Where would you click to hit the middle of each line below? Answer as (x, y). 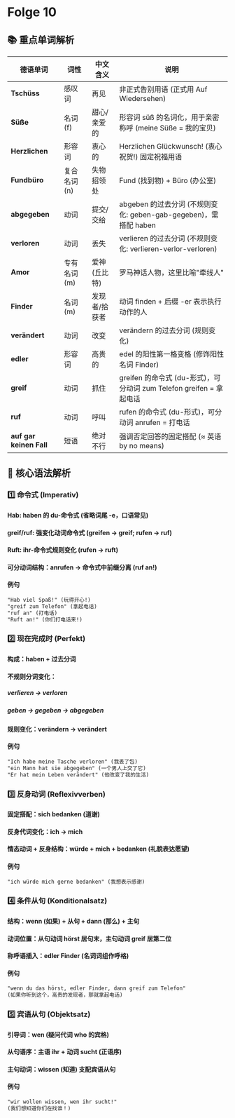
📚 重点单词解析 (41, 40)
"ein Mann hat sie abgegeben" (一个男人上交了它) (77, 768)
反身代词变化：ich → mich (45, 831)
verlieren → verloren (37, 693)
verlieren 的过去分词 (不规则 (165, 238)
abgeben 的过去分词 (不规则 (165, 204)
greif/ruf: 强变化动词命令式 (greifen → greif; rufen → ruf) (90, 532)
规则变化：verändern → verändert (57, 729)
